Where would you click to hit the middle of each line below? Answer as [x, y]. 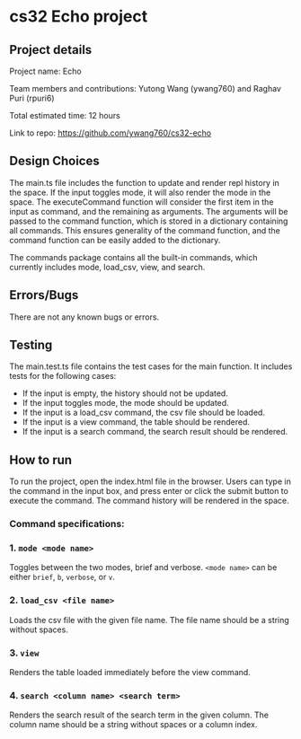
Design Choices [55, 161]
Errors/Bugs [44, 295]
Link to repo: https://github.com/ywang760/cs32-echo [111, 133]
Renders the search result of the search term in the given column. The [139, 715]
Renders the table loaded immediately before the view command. [130, 673]
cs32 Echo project [79, 17]
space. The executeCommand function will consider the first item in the [142, 202]
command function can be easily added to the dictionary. [115, 240]
